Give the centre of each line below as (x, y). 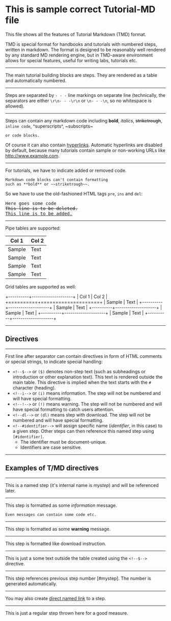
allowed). (15, 106)
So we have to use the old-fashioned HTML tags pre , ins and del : (74, 193)
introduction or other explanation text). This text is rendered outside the (88, 377)
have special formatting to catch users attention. (63, 409)
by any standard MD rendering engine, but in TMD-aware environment (79, 55)
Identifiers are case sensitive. (51, 447)
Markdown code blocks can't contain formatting (57, 179)
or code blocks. (22, 135)
